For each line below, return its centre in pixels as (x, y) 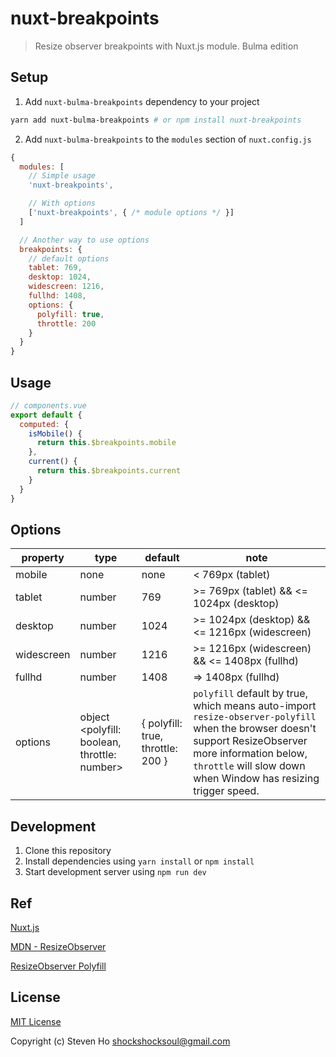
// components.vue (48, 405)
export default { (46, 415)
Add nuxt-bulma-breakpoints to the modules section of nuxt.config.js (168, 139)
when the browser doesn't (255, 729)
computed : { (44, 424)
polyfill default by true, (250, 694)
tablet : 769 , (55, 268)
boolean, (100, 742)
